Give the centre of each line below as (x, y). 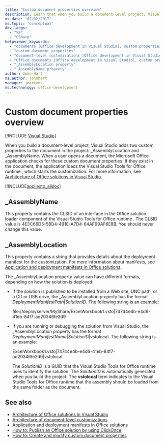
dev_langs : (16, 28)
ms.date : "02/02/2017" (28, 19)
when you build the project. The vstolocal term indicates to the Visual (83, 377)
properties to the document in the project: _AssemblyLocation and (72, 151)
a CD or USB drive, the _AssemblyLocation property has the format (80, 297)
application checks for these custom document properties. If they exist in (79, 161)
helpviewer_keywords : (27, 42)
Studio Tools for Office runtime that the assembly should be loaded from (85, 382)
